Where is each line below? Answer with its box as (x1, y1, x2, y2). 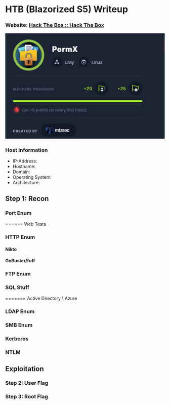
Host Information (5, 147, 48, 154)
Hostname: (12, 164, 36, 170)
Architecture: (12, 180, 40, 186)
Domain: (12, 169, 30, 175)
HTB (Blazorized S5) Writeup (5, 4, 128, 15)
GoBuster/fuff (5, 258, 35, 264)
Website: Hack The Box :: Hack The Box (5, 22, 105, 29)
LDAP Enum (5, 308, 35, 315)
